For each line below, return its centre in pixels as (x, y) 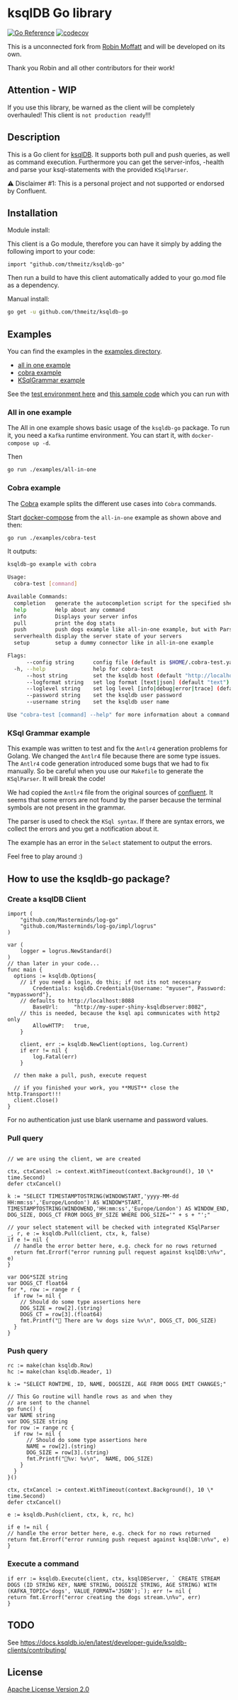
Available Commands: (38, 597)
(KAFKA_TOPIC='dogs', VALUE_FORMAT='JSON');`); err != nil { (100, 1591)
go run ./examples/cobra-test (52, 538)
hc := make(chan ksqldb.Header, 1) (60, 1372)
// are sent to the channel (49, 1403)
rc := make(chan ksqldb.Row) (50, 1366)
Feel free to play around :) (45, 856)
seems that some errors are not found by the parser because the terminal (114, 800)
